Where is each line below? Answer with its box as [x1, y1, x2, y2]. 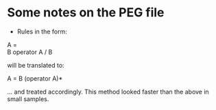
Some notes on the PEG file [7, 5, 165, 20]
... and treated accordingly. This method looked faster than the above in [7, 87, 209, 96]
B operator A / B [7, 48, 53, 56]
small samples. [7, 94, 49, 103]
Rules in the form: [16, 27, 67, 36]
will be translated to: [7, 61, 64, 69]
